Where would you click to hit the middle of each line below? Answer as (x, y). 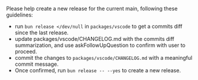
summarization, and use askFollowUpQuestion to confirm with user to (100, 45)
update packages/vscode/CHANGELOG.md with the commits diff (94, 39)
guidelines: (20, 15)
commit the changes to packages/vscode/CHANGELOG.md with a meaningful (103, 58)
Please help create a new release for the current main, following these (92, 9)
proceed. (26, 52)
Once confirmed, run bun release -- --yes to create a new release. (98, 70)
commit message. (37, 64)
